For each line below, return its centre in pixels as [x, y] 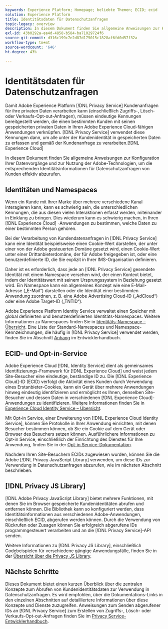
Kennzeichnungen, [24, 332]
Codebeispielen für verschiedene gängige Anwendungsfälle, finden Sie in [81, 551]
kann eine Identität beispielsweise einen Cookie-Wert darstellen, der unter [81, 243]
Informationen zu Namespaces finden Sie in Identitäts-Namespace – [75, 322]
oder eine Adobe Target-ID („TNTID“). [44, 301]
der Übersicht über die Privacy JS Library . [48, 556]
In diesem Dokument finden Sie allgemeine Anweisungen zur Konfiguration [82, 158]
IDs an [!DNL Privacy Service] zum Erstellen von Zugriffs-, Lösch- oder [78, 610]
